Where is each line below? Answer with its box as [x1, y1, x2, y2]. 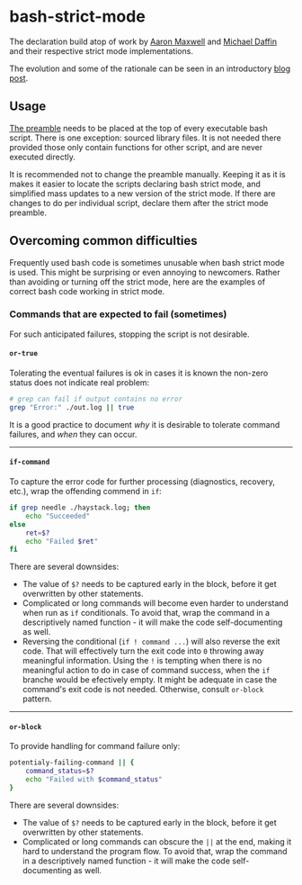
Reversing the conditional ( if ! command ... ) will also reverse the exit [22, 637, 280, 647]
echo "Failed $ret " [25, 537, 99, 546]
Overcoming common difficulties [9, 233, 198, 248]
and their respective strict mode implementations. [9, 45, 193, 56]
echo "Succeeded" [25, 511, 91, 520]
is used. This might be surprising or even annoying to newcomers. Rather [9, 266, 280, 277]
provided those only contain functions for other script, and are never [9, 141, 263, 152]
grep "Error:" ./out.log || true [9, 402, 135, 411]
